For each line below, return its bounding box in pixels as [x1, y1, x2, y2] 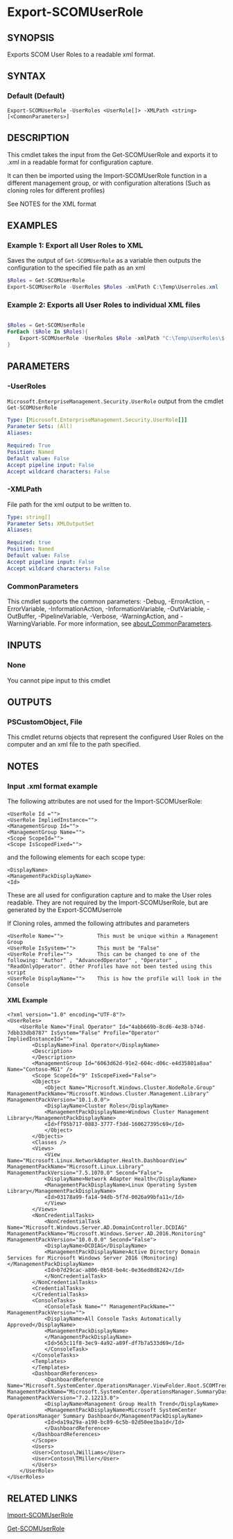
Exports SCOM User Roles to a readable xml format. [7, 50, 155, 58]
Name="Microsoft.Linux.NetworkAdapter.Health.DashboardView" [7, 1157, 188, 1164]
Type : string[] [7, 514, 51, 521]
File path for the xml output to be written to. [7, 500, 132, 508]
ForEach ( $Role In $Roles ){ [7, 328, 89, 336]
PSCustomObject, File [7, 717, 83, 727]
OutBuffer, [7, 612, 37, 621]
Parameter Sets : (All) [7, 423, 73, 430]
